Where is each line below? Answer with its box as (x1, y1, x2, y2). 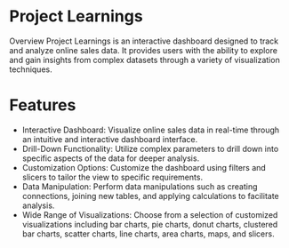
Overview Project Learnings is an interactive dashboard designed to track (9, 36, 279, 46)
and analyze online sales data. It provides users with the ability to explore (9, 44, 278, 55)
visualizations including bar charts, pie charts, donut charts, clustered (21, 219, 278, 229)
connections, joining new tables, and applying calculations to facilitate (21, 190, 280, 201)
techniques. (9, 64, 52, 75)
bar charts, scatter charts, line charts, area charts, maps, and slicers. (21, 228, 275, 239)
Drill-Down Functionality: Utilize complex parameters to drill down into (21, 143, 279, 154)
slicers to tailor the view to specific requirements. (21, 172, 203, 182)
